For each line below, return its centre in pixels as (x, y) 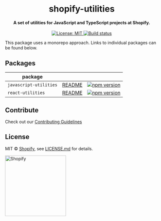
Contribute (22, 110)
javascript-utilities (32, 85)
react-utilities (26, 93)
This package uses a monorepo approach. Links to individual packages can (81, 43)
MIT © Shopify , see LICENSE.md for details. (49, 148)
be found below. (21, 48)
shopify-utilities (82, 9)
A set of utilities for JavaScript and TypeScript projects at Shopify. (82, 22)
